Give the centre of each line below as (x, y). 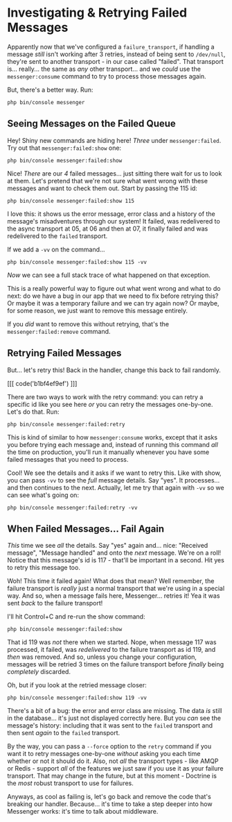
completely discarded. (39, 672)
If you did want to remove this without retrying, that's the (88, 324)
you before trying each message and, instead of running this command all (113, 444)
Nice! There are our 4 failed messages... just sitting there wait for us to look (115, 173)
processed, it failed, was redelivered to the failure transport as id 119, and (111, 650)
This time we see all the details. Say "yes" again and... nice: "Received (108, 546)
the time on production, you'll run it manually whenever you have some (108, 452)
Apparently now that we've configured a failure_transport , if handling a (111, 47)
